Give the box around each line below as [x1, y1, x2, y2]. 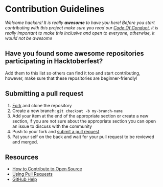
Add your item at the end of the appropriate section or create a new [12, 113, 149, 118]
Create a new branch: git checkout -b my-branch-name [12, 108, 123, 114]
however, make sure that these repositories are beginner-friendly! [5, 75, 138, 81]
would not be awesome [5, 35, 52, 41]
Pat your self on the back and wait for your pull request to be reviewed [12, 134, 155, 140]
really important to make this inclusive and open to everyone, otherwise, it [5, 30, 155, 36]
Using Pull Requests [12, 171, 53, 177]
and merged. [12, 139, 38, 145]
